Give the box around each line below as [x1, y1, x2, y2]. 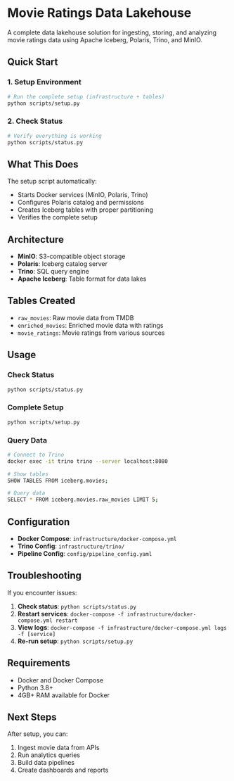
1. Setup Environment [7, 77, 82, 87]
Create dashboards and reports [17, 766, 109, 775]
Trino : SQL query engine [17, 267, 89, 276]
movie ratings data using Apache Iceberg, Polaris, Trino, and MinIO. [7, 35, 202, 44]
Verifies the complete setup [17, 213, 98, 222]
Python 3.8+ [17, 683, 54, 692]
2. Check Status [7, 116, 63, 126]
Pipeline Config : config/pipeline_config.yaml [17, 549, 152, 557]
